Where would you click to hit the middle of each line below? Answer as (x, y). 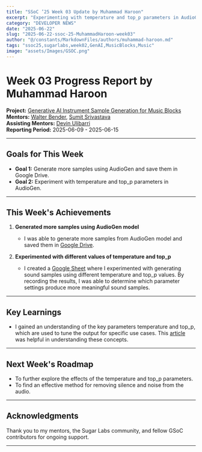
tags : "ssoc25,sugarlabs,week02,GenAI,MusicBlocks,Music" (80, 46)
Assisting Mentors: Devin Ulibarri (48, 123)
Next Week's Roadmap (50, 364)
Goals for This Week (45, 154)
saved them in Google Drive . (59, 245)
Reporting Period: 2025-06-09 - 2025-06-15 (63, 130)
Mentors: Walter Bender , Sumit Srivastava (59, 117)
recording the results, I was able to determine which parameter (102, 281)
